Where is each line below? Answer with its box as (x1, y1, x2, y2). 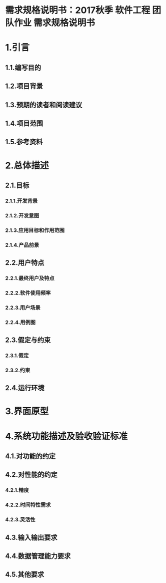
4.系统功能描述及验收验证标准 (5, 430, 128, 442)
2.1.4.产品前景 (5, 241, 39, 248)
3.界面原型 (5, 406, 49, 417)
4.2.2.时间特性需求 (5, 501, 51, 508)
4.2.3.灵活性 (5, 516, 36, 523)
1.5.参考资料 (5, 138, 43, 146)
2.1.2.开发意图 (5, 212, 39, 219)
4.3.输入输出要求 (5, 533, 57, 541)
